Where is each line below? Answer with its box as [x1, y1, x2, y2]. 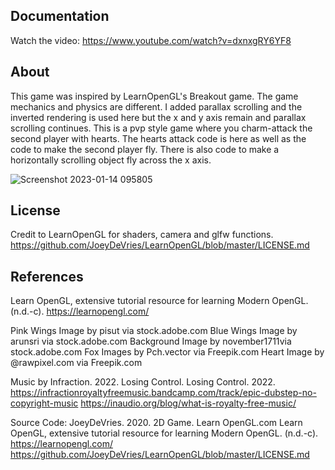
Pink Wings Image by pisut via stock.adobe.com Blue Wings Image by [10, 325, 298, 337]
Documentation [10, 8, 110, 25]
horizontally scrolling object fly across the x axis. [10, 154, 212, 166]
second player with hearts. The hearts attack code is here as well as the [10, 132, 307, 144]
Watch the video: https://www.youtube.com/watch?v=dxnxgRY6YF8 [10, 34, 292, 46]
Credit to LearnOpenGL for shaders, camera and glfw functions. [10, 229, 274, 241]
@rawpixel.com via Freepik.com [10, 357, 143, 369]
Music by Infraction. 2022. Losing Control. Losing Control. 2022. [10, 376, 276, 388]
